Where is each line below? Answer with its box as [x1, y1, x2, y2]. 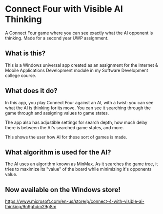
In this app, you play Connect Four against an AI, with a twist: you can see [5, 99, 154, 105]
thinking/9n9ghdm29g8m [5, 204, 57, 210]
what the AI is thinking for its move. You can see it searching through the [5, 105, 151, 111]
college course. [5, 72, 37, 78]
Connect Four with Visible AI [5, 3, 123, 15]
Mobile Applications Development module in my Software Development [5, 67, 148, 73]
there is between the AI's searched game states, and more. [5, 124, 124, 130]
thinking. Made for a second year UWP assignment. [5, 35, 109, 41]
